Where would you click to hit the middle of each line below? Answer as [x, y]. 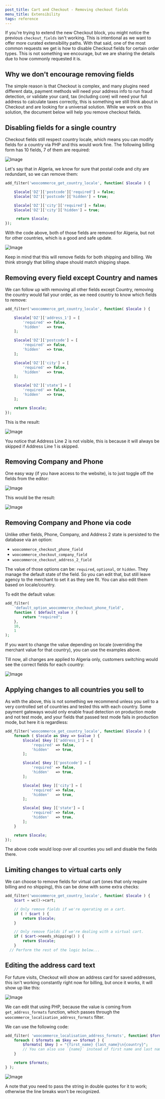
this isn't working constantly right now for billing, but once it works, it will [79, 982]
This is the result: [23, 422]
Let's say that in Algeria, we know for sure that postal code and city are [77, 169]
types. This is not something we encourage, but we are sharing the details [80, 54]
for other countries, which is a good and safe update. [59, 238]
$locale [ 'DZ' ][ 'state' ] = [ [42, 385]
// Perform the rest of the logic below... [55, 950]
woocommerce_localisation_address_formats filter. [55, 1017]
